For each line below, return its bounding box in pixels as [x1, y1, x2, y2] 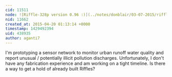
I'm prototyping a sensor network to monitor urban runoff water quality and [5, 49, 164, 56]
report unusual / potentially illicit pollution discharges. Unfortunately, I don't [5, 55, 164, 61]
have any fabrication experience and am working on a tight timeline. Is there [5, 60, 165, 66]
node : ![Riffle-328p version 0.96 [5, 12, 79, 17]
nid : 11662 [5, 17, 29, 22]
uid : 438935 [5, 31, 31, 36]
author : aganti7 [5, 36, 40, 41]
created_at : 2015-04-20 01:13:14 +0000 [5, 21, 91, 27]
